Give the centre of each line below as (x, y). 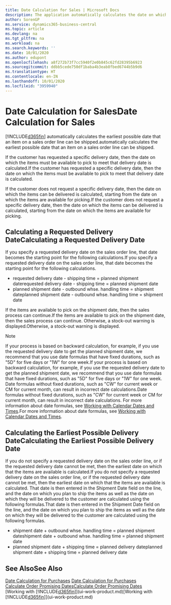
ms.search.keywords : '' (31, 48)
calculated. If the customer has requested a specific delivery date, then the (83, 168)
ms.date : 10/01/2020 (27, 53)
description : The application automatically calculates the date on (79, 15)
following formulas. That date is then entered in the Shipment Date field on (83, 504)
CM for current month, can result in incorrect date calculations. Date (76, 389)
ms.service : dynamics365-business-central (51, 24)
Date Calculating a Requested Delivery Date (75, 240)
